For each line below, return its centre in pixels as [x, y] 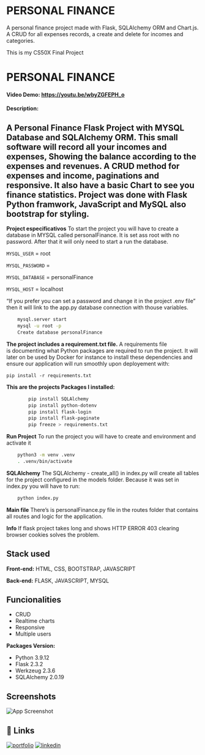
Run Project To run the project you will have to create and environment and [101, 437]
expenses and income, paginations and [83, 175]
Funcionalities [34, 600]
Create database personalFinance [60, 332]
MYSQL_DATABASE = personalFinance [50, 277]
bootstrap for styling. [48, 214]
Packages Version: [31, 646]
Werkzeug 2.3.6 [35, 670]
